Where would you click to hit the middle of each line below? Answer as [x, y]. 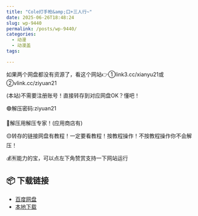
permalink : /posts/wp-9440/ [42, 29]
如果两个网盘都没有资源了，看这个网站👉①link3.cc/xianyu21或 [85, 74]
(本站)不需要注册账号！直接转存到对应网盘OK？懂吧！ [73, 95]
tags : [13, 51]
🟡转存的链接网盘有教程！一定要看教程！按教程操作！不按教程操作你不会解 [99, 136]
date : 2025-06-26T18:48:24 [40, 17]
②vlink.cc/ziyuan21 [31, 83]
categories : [21, 34]
